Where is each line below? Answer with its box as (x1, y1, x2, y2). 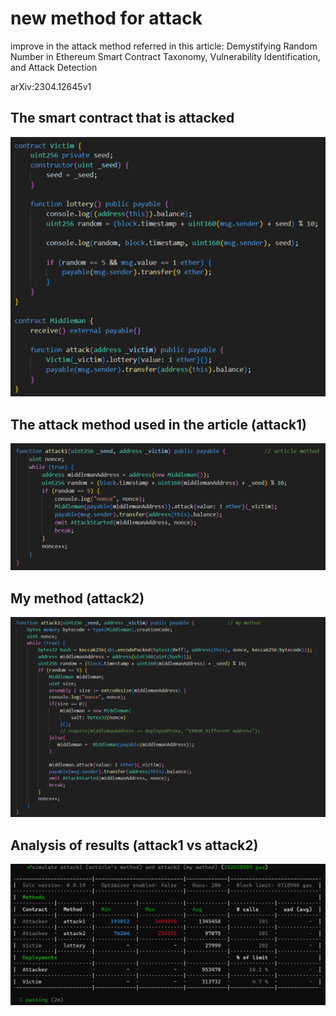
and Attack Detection (10, 61, 98, 73)
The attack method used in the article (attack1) (10, 416, 308, 433)
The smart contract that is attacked (10, 110, 235, 127)
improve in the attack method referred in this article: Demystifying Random (10, 40, 318, 52)
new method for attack (10, 7, 203, 30)
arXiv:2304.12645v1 (10, 80, 92, 92)
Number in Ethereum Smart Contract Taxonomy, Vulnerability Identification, (10, 50, 321, 62)
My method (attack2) (10, 590, 145, 607)
